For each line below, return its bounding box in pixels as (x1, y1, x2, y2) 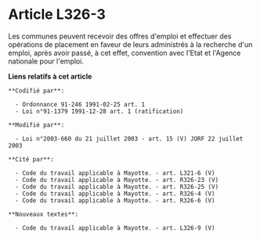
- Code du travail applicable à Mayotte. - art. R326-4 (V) (15, 190, 215, 198)
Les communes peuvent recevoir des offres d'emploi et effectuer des (8, 31, 232, 41)
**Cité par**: (8, 155, 55, 163)
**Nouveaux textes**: (8, 210, 79, 218)
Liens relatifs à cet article (8, 71, 92, 81)
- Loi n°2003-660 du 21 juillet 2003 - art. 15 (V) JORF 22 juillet (15, 135, 244, 143)
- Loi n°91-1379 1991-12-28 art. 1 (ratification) (15, 107, 184, 115)
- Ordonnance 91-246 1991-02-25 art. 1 (15, 100, 146, 108)
